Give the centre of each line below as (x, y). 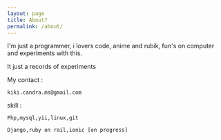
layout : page (26, 13)
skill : (15, 106)
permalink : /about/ (35, 26)
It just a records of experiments (52, 67)
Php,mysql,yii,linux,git (43, 118)
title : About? (28, 20)
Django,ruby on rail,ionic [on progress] (68, 130)
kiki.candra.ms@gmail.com (44, 93)
